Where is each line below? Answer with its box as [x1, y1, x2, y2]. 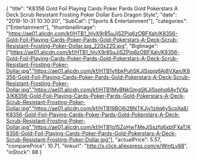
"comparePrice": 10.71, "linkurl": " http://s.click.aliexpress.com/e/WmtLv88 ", [6, 142, 188, 149]
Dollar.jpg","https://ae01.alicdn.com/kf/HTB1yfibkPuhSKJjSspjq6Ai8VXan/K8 [6, 68, 191, 74]
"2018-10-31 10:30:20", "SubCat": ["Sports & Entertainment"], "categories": [6, 18, 188, 24]
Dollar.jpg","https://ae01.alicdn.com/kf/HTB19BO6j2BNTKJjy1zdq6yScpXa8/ [6, 105, 189, 112]
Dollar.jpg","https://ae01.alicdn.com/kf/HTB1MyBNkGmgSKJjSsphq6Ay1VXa [6, 86, 189, 93]
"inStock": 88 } [6, 149, 42, 155]
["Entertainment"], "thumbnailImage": [6, 24, 97, 31]
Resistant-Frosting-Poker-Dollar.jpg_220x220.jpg [6, 42, 125, 49]
